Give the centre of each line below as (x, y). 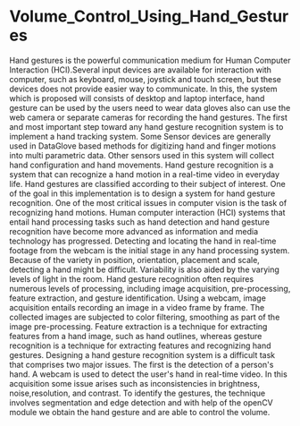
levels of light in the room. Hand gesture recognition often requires (132, 278)
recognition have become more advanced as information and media (134, 231)
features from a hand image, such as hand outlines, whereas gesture (136, 336)
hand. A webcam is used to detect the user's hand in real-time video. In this (148, 374)
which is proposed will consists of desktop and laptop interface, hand (137, 98)
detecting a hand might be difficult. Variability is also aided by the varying (144, 269)
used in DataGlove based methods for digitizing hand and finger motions (143, 146)
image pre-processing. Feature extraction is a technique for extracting (138, 326)
